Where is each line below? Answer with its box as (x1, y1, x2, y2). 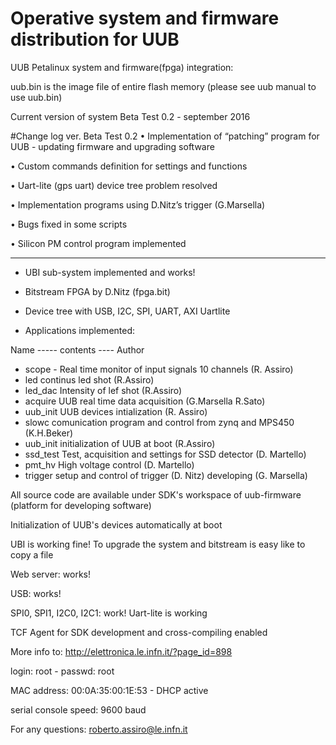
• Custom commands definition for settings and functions (10, 160, 248, 172)
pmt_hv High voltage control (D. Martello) (24, 458, 195, 471)
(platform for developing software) (10, 499, 152, 511)
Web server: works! (10, 568, 91, 580)
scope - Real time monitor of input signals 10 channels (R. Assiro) (24, 363, 294, 375)
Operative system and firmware (10, 7, 280, 30)
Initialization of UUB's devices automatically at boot (10, 518, 223, 531)
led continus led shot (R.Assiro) (24, 373, 155, 386)
